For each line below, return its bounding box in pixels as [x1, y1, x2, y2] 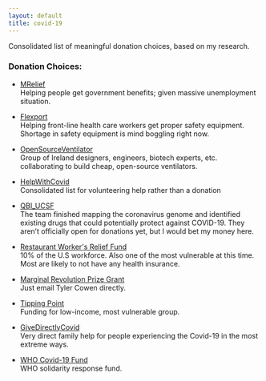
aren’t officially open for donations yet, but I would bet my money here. [19, 226, 255, 236]
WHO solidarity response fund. [19, 363, 123, 373]
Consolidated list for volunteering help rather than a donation [19, 185, 222, 195]
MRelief [19, 79, 46, 89]
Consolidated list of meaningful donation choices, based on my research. [8, 41, 250, 50]
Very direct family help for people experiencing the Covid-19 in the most [19, 331, 259, 340]
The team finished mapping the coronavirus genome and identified [19, 209, 240, 219]
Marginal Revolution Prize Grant [19, 274, 125, 284]
